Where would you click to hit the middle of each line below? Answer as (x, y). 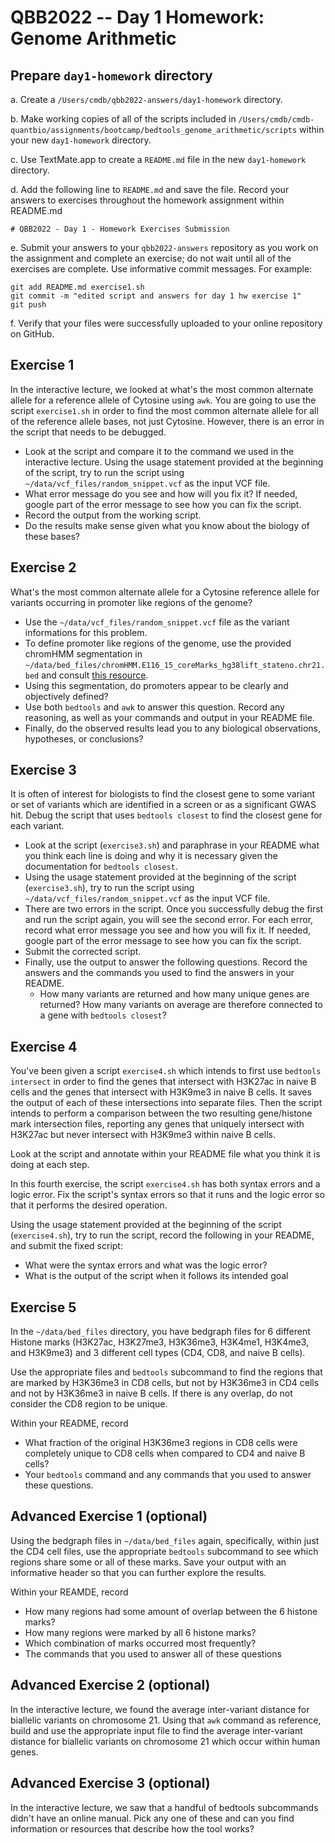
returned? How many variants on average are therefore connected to (181, 1005)
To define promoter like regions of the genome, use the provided (158, 643)
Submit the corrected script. (83, 952)
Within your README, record (69, 1423)
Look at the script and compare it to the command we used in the (159, 451)
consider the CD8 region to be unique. (89, 1404)
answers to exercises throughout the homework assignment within (147, 200)
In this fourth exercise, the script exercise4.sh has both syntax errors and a (165, 1184)
